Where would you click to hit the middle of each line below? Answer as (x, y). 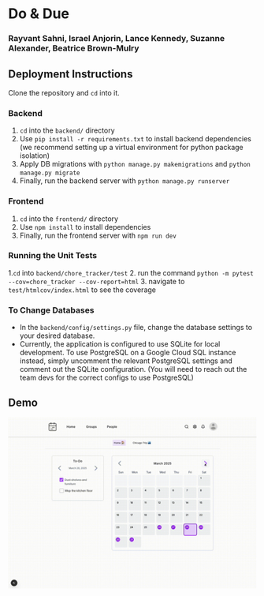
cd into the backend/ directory (67, 130)
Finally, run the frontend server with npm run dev (98, 235)
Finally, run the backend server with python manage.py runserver (125, 181)
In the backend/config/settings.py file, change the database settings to (136, 328)
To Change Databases (51, 310)
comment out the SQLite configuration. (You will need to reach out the (133, 369)
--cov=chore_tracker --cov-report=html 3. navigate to (97, 281)
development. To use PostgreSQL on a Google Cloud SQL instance (128, 353)
